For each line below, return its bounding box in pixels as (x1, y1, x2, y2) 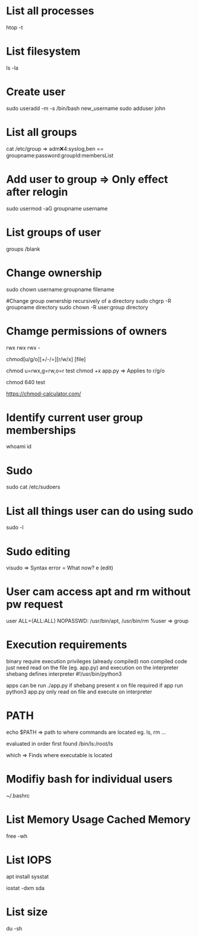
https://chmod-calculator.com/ (6, 390, 81, 397)
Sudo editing (6, 545, 71, 558)
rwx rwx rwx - (6, 344, 40, 351)
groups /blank (6, 245, 40, 252)
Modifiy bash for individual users (6, 773, 173, 786)
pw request (6, 598, 64, 611)
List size (6, 906, 48, 919)
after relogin (6, 185, 68, 198)
